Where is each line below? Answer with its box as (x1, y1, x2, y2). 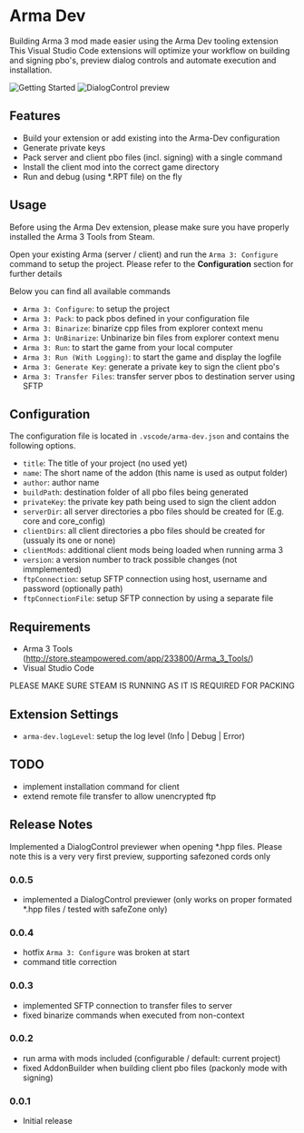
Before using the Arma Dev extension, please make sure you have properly (9, 222, 289, 232)
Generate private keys (22, 142, 106, 153)
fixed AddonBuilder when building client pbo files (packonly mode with (22, 1062, 288, 1073)
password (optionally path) (22, 583, 123, 595)
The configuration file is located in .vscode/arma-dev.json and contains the (9, 430, 289, 441)
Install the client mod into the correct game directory (22, 161, 220, 172)
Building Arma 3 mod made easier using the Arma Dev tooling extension (9, 35, 279, 46)
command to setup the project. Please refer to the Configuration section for (9, 258, 294, 269)
